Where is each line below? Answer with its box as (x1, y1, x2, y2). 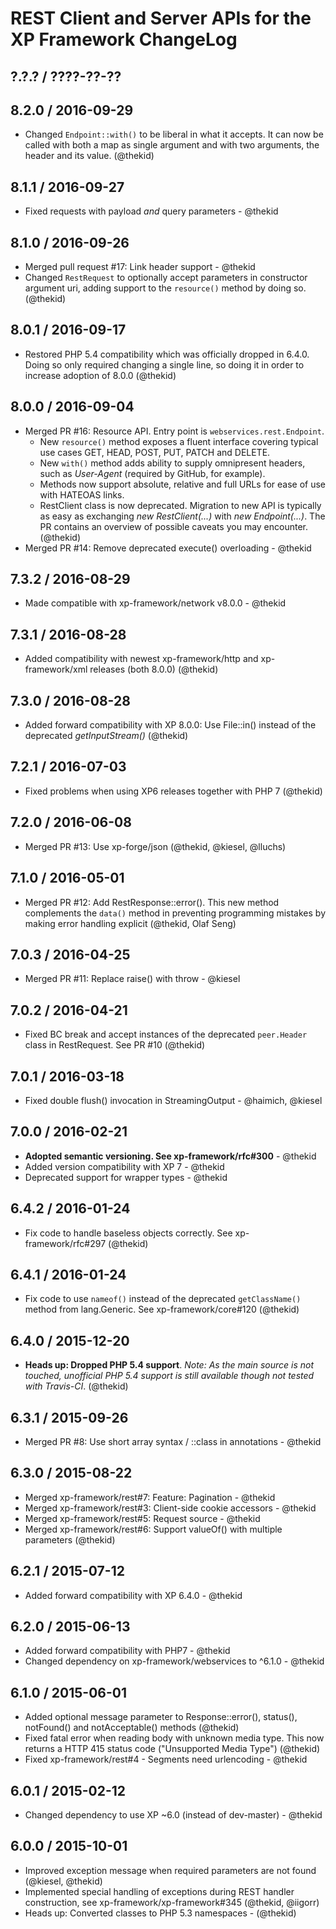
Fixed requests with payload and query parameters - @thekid (24, 205, 279, 217)
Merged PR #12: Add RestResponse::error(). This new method (24, 896, 280, 908)
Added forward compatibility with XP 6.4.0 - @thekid (24, 1589, 243, 1601)
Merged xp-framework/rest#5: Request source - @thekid (24, 1512, 261, 1524)
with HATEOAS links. (39, 488, 125, 501)
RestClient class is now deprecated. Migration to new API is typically (39, 499, 322, 511)
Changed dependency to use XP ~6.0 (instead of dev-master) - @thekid (24, 1809, 323, 1821)
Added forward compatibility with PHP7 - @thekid (24, 1645, 231, 1657)
